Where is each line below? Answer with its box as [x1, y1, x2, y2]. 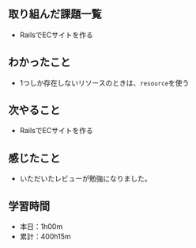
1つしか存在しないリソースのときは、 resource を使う [19, 78, 190, 87]
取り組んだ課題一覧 [8, 7, 102, 21]
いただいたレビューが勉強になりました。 [19, 174, 152, 184]
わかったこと [8, 55, 71, 69]
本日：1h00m [19, 222, 63, 231]
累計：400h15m [19, 232, 71, 242]
